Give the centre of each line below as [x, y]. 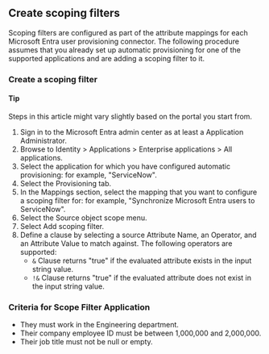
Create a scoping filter [53, 79]
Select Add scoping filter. [62, 226]
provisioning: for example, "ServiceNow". [88, 175]
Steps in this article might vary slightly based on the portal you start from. [130, 116]
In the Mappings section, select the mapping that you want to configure [139, 192]
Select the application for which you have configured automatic [125, 166]
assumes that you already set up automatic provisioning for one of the [125, 50]
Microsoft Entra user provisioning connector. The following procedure [124, 41]
